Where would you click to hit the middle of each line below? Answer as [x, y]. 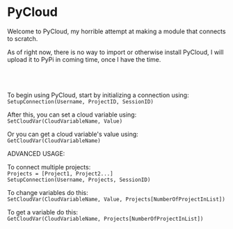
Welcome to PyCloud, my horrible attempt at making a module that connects [116, 31]
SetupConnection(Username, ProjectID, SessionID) [81, 101]
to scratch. [23, 38]
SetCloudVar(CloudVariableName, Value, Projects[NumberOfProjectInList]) [116, 199]
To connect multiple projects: [49, 167]
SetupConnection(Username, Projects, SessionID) [79, 180]
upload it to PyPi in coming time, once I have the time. [84, 59]
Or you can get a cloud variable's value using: [73, 134]
